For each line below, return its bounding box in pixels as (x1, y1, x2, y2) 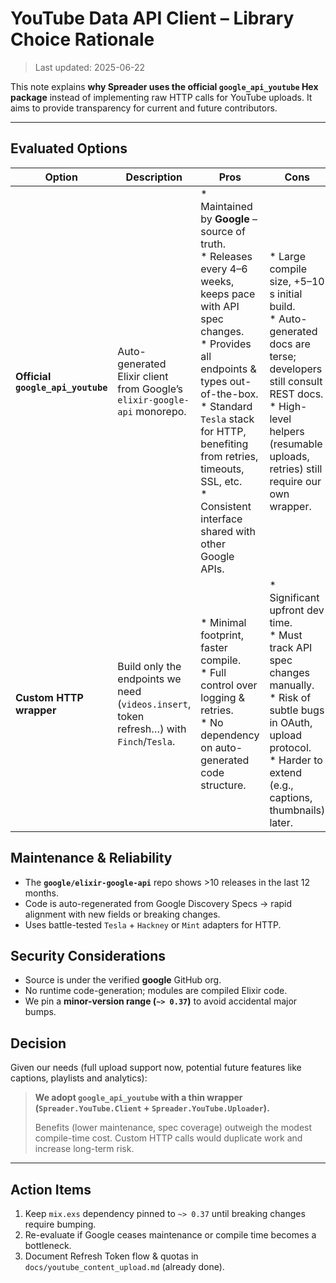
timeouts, (200, 462, 245, 476)
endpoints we (117, 672, 182, 686)
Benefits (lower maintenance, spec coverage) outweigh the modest (34, 1122, 313, 1134)
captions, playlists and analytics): (10, 1072, 148, 1084)
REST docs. (269, 387, 324, 401)
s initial (269, 287, 303, 301)
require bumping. (24, 1218, 97, 1230)
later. (269, 815, 293, 829)
